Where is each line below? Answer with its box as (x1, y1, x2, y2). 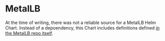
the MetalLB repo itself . (5, 30, 53, 36)
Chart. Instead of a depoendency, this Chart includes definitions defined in (5, 24, 160, 30)
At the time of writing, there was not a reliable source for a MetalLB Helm (5, 19, 156, 25)
